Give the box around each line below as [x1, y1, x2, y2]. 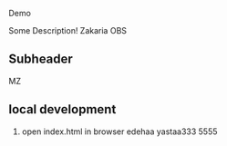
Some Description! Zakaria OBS [8, 25, 128, 35]
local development [8, 102, 117, 117]
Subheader [8, 52, 74, 67]
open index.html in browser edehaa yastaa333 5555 [21, 126, 218, 137]
